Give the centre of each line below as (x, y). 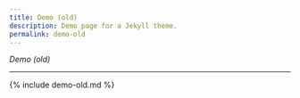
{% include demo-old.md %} (62, 85)
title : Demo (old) (43, 17)
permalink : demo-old (48, 34)
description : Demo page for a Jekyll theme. (93, 26)
